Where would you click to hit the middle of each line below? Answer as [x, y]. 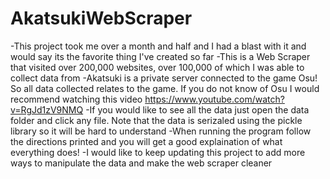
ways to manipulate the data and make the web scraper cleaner [141, 163]
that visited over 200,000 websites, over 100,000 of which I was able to [157, 67]
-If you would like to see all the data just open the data [197, 109]
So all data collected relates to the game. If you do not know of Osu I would [165, 88]
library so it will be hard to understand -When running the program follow [161, 131]
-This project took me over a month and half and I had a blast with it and [158, 46]
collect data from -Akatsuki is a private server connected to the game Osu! [164, 78]
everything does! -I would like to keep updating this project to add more [158, 152]
